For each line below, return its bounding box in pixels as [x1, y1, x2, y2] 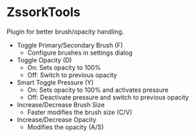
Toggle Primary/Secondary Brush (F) [16, 41, 124, 49]
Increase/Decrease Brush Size [16, 100, 105, 109]
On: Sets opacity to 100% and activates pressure [27, 85, 169, 94]
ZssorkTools [6, 4, 81, 20]
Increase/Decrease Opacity [16, 115, 96, 123]
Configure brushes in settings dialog [27, 48, 133, 57]
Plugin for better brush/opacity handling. [6, 27, 124, 36]
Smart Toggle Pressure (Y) [16, 78, 94, 86]
